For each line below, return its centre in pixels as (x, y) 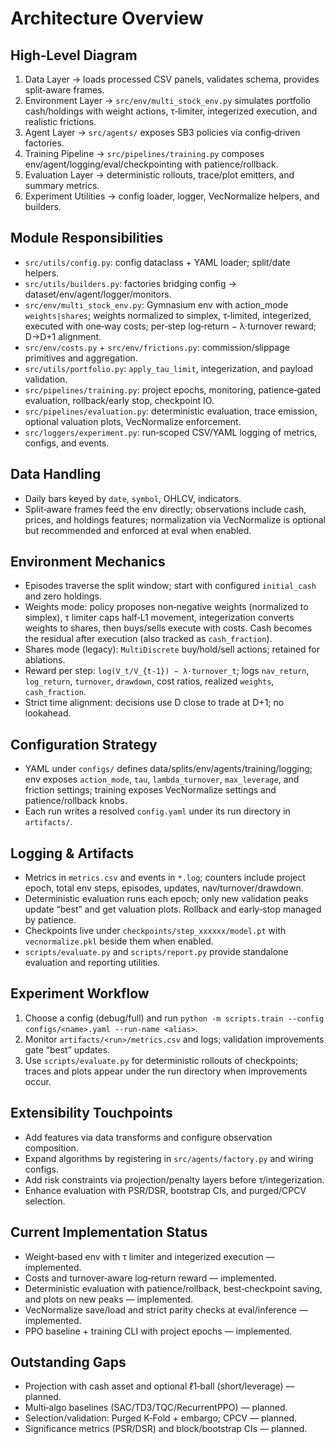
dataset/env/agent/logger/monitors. (98, 294)
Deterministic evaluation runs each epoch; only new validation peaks (166, 899)
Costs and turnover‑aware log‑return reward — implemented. (150, 1278)
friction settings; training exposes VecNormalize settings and (150, 790)
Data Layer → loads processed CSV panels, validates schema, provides (172, 79)
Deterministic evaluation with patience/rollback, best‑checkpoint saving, (173, 1288)
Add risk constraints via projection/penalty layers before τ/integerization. (174, 1179)
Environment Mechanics (88, 562)
